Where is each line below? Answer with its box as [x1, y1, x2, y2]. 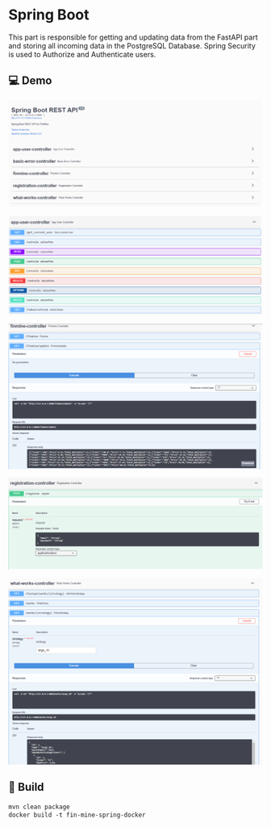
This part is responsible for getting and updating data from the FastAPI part [8, 32, 258, 42]
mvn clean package [8, 803, 70, 811]
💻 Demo [8, 74, 52, 88]
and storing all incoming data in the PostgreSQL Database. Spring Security [8, 40, 256, 50]
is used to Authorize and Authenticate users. [8, 49, 156, 59]
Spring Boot [8, 6, 90, 24]
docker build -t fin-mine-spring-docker [8, 811, 147, 819]
